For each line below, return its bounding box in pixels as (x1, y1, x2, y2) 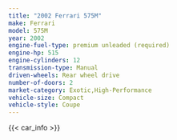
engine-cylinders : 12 (8, 57, 81, 65)
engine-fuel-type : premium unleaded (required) (8, 42, 171, 50)
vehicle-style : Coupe (8, 101, 81, 109)
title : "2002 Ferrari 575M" (8, 11, 103, 20)
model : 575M (8, 26, 48, 34)
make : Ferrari (8, 19, 56, 27)
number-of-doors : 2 (8, 78, 74, 86)
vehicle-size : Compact (8, 94, 84, 102)
